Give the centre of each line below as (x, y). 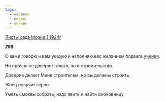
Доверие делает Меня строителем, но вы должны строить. (68, 75)
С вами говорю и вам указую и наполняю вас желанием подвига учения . (82, 56)
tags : (11, 10)
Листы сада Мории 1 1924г (33, 37)
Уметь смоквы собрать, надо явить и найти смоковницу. (65, 94)
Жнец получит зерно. (28, 85)
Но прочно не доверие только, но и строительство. (59, 66)
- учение (18, 23)
